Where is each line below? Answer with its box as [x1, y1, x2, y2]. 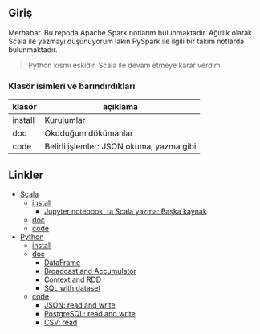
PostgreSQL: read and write [43, 308, 136, 318]
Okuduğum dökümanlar [44, 128, 134, 139]
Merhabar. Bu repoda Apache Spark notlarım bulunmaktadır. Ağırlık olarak [8, 27, 253, 37]
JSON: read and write [43, 300, 116, 310]
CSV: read [43, 317, 78, 327]
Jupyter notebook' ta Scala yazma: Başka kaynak [43, 206, 207, 216]
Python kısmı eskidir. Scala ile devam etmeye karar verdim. [27, 60, 223, 70]
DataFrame [43, 257, 81, 267]
